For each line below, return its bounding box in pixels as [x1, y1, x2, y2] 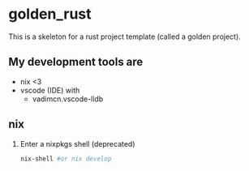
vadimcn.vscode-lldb [32, 94, 104, 104]
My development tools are [8, 55, 144, 69]
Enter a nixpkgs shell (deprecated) [19, 139, 135, 148]
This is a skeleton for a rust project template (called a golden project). [8, 32, 241, 41]
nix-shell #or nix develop [19, 155, 112, 163]
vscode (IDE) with [19, 85, 80, 95]
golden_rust [8, 5, 92, 24]
